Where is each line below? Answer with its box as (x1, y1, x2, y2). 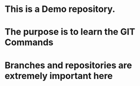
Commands (4, 37, 54, 48)
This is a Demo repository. (4, 3, 116, 15)
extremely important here (4, 70, 113, 82)
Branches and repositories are (4, 60, 133, 71)
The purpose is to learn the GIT (4, 26, 136, 38)
